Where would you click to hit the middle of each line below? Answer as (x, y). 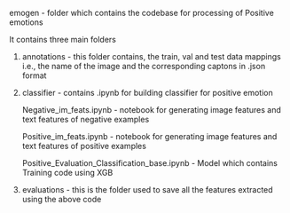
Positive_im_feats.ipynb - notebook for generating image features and (149, 136)
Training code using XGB (67, 173)
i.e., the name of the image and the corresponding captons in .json (144, 66)
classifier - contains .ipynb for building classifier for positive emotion (147, 93)
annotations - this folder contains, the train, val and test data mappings (151, 56)
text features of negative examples (86, 119)
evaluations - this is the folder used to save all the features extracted (147, 189)
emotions (26, 22)
